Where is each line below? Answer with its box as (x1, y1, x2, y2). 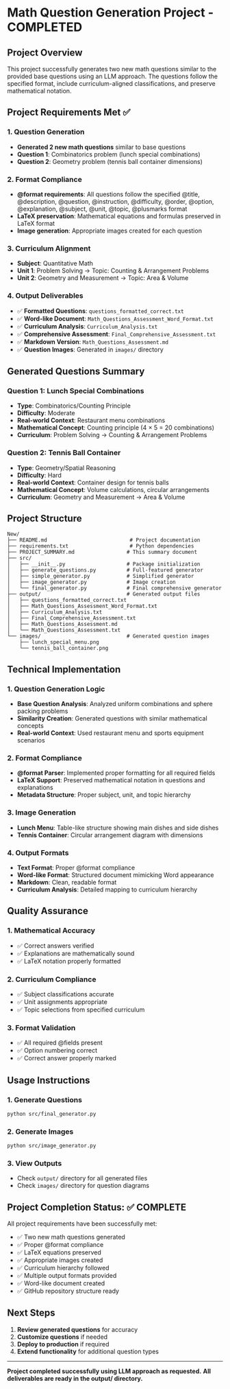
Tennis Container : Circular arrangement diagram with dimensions (16, 830, 203, 839)
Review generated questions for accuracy (16, 1325, 138, 1333)
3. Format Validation (7, 1023, 76, 1032)
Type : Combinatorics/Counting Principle (16, 401, 131, 410)
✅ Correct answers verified (16, 942, 94, 950)
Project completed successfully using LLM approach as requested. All (7, 1367, 211, 1375)
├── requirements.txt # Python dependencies (7, 543, 194, 550)
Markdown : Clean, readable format (16, 878, 117, 886)
